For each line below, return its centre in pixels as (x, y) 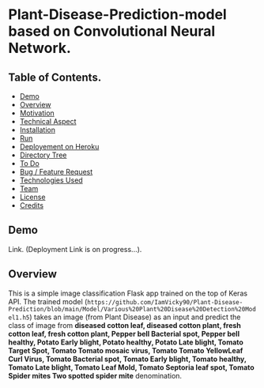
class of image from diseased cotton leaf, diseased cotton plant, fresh (124, 325)
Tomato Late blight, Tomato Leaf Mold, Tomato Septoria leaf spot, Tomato (131, 367)
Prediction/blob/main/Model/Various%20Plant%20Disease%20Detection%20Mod (132, 309)
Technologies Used (51, 180)
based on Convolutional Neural (112, 31)
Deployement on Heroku (59, 147)
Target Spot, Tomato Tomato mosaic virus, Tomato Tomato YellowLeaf (126, 350)
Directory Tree (43, 155)
